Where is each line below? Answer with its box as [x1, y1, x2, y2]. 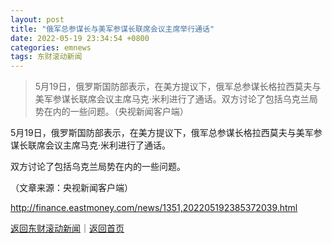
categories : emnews [10, 42, 92, 53]
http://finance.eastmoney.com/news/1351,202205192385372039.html [10, 202, 298, 214]
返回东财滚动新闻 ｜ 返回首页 [10, 222, 125, 235]
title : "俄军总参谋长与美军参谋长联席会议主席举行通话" [10, 24, 215, 34]
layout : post [10, 14, 65, 25]
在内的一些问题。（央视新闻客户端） [43, 106, 189, 118]
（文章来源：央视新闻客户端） [10, 182, 133, 194]
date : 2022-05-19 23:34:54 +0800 [10, 33, 150, 43]
